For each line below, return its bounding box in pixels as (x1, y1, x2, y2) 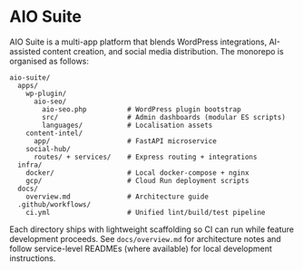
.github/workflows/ (17, 199, 92, 209)
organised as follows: (9, 55, 89, 66)
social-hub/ (25, 144, 71, 153)
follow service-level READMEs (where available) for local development (9, 243, 272, 254)
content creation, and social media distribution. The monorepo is (42, 45, 284, 56)
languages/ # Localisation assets (42, 121, 213, 130)
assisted (9, 45, 41, 56)
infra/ (17, 160, 43, 169)
